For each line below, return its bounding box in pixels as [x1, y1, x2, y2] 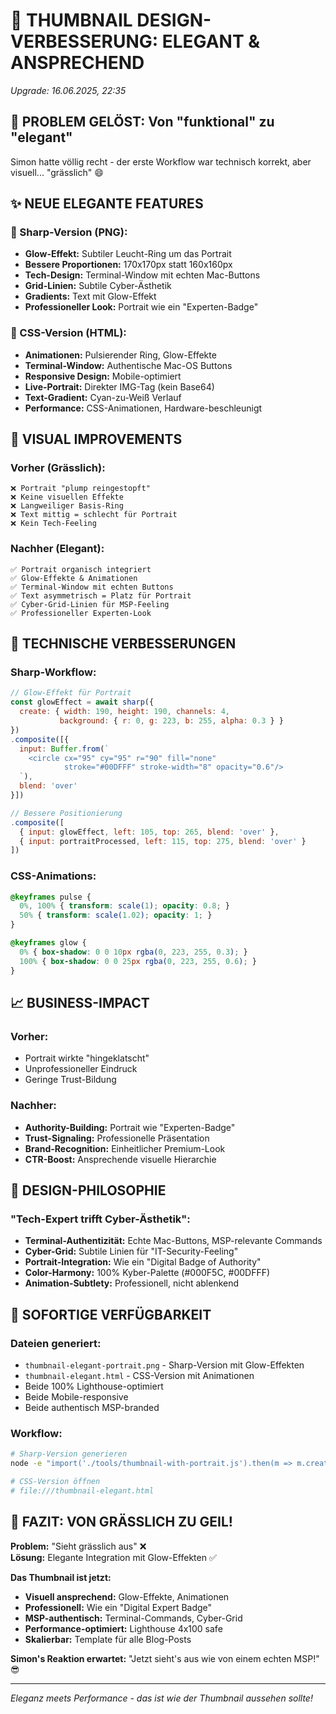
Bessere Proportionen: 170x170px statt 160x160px [24, 259, 233, 271]
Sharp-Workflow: [10, 665, 97, 679]
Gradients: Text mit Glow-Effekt [24, 290, 157, 303]
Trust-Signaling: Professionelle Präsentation [24, 1132, 210, 1144]
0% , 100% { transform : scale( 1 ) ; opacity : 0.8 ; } [19, 901, 230, 911]
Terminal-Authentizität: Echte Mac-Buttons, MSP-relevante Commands [24, 1235, 323, 1247]
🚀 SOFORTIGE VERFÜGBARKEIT [10, 1306, 212, 1323]
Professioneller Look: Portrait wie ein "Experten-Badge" [24, 301, 259, 313]
